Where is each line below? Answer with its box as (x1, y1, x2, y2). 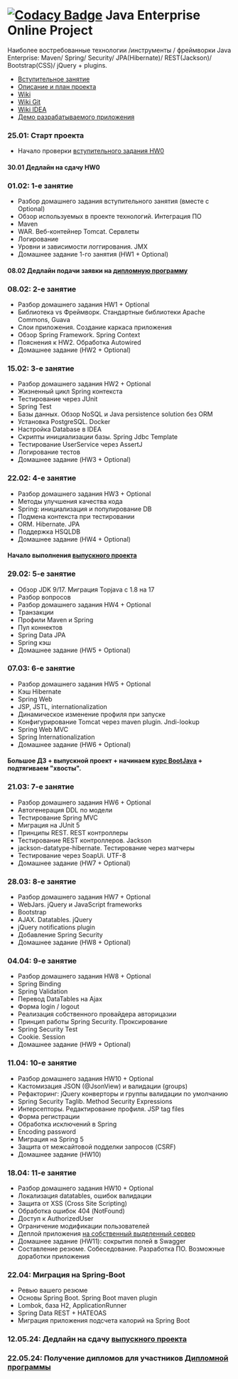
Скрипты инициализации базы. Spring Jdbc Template (17, 433, 178, 441)
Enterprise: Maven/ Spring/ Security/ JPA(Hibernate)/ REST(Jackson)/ (7, 53, 212, 62)
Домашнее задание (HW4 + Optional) (17, 534, 131, 543)
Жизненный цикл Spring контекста (17, 387, 123, 396)
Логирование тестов (17, 448, 80, 456)
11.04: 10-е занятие (7, 1058, 77, 1068)
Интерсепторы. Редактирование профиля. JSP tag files (17, 1105, 185, 1113)
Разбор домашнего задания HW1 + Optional (17, 300, 150, 309)
